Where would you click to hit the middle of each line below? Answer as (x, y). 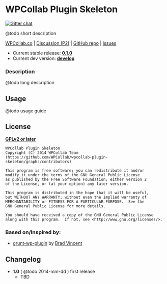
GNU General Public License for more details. (55, 206)
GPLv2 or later (21, 139)
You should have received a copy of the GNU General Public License (79, 215)
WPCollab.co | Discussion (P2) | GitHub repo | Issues (61, 43)
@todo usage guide (26, 111)
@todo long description (30, 83)
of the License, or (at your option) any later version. (67, 184)
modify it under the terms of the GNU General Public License (73, 175)
